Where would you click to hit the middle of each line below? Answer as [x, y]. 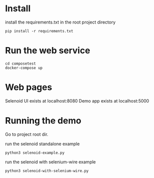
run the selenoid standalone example [42, 144]
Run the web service [48, 51]
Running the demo [43, 121]
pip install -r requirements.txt [39, 31]
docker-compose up [24, 68]
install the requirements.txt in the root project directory [60, 22]
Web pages [29, 88]
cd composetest [21, 64]
